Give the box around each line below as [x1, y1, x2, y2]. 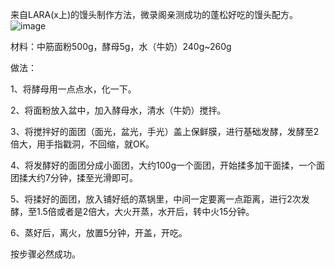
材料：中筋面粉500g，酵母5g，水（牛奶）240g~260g [10, 41, 232, 52]
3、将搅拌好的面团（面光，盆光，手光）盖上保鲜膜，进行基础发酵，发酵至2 [10, 126, 320, 137]
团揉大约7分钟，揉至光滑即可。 [10, 172, 138, 183]
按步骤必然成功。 [10, 248, 81, 260]
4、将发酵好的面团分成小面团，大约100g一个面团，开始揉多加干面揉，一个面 [10, 159, 325, 171]
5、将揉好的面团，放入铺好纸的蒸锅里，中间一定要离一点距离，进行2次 [10, 193, 302, 205]
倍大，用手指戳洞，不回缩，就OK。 [10, 138, 155, 150]
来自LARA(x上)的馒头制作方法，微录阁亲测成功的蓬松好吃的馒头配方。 [10, 9, 299, 20]
